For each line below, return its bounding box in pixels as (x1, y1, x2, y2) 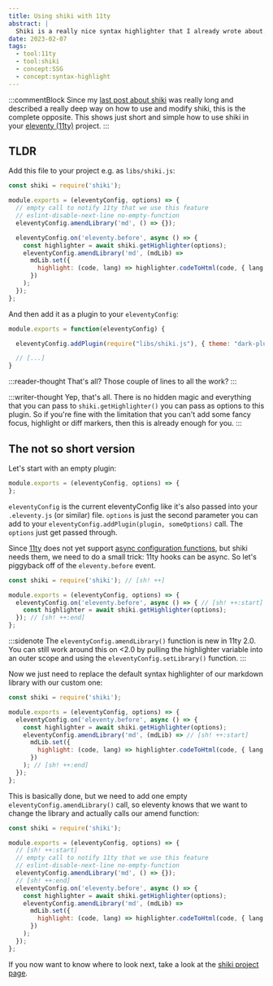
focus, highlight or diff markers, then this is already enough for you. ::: (8, 419, 242, 428)
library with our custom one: (8, 677, 103, 687)
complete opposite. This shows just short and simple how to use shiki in (8, 112, 249, 122)
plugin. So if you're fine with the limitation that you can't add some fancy (8, 410, 252, 419)
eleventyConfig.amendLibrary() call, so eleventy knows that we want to (8, 800, 248, 809)
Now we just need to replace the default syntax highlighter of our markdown (8, 669, 264, 678)
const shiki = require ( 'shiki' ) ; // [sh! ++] (8, 576, 165, 585)
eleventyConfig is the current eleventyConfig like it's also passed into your (8, 502, 258, 511)
